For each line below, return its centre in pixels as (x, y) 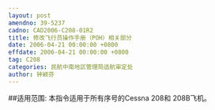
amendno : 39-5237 (37, 23)
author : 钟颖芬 (31, 74)
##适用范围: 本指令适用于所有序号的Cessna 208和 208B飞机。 (110, 98)
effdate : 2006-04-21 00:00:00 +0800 (68, 52)
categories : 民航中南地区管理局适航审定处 (71, 67)
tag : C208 (25, 60)
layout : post (30, 15)
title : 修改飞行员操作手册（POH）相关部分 (70, 38)
